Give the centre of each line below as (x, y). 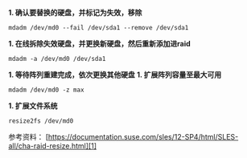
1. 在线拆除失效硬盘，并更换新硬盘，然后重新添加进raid (99, 44)
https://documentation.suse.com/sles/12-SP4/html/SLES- (143, 137)
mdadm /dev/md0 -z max (46, 90)
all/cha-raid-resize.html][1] (53, 146)
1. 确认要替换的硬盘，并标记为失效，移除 (75, 12)
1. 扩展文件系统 (33, 106)
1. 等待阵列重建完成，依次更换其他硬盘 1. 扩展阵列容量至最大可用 (115, 75)
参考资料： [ (29, 137)
